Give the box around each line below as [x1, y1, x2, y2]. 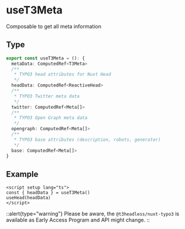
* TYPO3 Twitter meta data [13, 93, 80, 99]
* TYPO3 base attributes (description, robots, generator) [13, 137, 161, 143]
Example [6, 169, 39, 179]
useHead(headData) [6, 195, 51, 201]
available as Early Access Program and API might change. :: [6, 217, 150, 224]
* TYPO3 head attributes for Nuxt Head [13, 71, 111, 78]
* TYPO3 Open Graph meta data [13, 115, 88, 121]
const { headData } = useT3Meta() [6, 190, 91, 196]
